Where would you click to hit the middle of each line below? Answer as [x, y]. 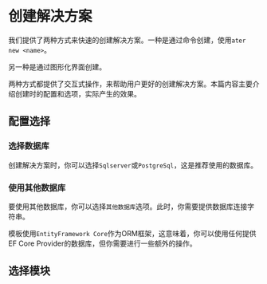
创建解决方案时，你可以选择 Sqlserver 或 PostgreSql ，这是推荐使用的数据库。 [133, 165]
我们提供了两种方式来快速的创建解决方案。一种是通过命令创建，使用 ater [127, 40]
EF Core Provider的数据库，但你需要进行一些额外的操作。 [102, 243]
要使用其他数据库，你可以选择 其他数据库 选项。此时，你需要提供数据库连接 [128, 206]
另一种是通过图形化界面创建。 [57, 67]
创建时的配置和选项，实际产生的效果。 [78, 93]
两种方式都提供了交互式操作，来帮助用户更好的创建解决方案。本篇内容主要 [130, 84]
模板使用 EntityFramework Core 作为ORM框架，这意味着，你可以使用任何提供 [132, 233]
